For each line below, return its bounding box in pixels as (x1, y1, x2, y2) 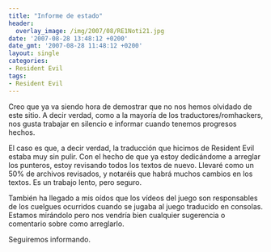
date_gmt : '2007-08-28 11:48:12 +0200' (8, 42, 143, 50)
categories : (8, 57, 49, 65)
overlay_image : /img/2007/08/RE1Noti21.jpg (15, 27, 164, 35)
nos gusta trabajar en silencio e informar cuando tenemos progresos (8, 119, 237, 128)
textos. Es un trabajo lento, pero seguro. (8, 177, 142, 187)
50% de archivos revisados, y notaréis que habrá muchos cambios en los (8, 169, 253, 178)
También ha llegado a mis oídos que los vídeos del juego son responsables (8, 193, 258, 203)
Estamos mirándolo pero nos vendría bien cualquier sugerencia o (8, 210, 226, 220)
